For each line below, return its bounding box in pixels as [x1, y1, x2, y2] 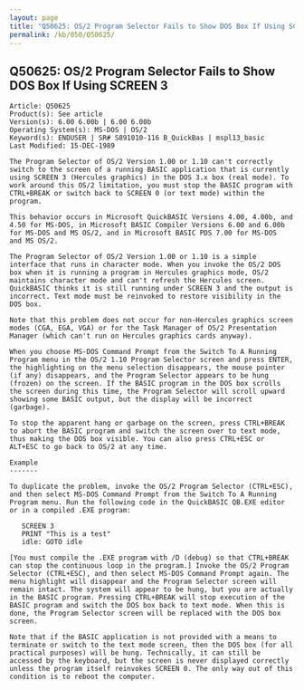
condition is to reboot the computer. [9, 672, 156, 682]
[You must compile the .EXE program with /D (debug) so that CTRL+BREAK [9, 553, 290, 562]
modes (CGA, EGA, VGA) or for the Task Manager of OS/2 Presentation [9, 323, 278, 333]
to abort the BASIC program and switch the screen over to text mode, [9, 426, 281, 436]
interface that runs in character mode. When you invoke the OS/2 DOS [9, 260, 281, 270]
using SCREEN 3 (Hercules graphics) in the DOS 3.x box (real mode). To [9, 173, 290, 182]
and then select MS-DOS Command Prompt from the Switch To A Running [9, 490, 278, 499]
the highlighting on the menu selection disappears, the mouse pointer [9, 363, 285, 372]
